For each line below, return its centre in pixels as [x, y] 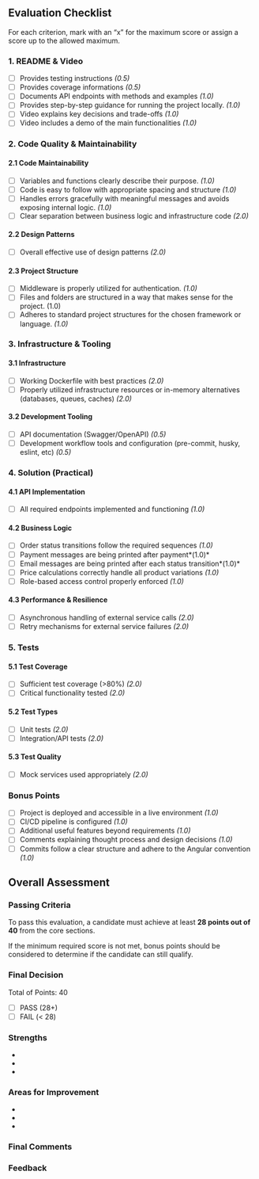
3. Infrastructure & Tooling [60, 344]
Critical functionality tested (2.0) [72, 693]
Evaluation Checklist [60, 13]
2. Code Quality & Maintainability [73, 144]
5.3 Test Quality [35, 757]
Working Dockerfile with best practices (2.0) [92, 380]
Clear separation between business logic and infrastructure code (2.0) [134, 216]
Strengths [28, 1037]
